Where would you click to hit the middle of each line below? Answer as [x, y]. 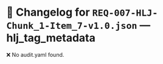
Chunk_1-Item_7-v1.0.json [72, 26]
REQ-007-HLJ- [125, 13]
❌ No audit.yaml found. [35, 54]
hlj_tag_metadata [51, 38]
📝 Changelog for [48, 12]
